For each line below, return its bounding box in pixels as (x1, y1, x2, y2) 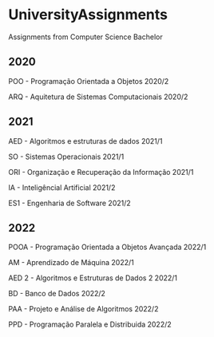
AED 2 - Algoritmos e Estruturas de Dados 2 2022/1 (8, 273, 178, 283)
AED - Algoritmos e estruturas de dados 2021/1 (8, 136, 163, 145)
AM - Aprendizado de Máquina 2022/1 (8, 258, 134, 268)
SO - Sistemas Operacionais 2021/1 (8, 152, 125, 161)
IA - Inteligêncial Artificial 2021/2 (8, 182, 116, 192)
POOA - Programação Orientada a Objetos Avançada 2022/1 (8, 242, 207, 252)
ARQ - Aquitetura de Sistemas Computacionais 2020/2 (8, 92, 188, 101)
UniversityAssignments (8, 6, 168, 24)
